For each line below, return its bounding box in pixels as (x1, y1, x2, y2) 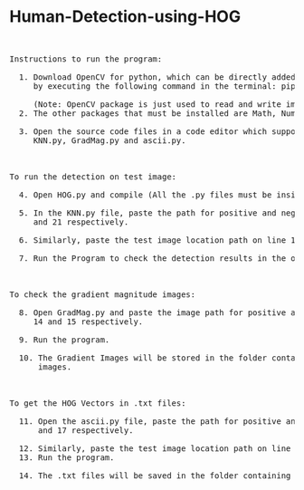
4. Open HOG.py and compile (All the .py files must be (18, 189, 272, 200)
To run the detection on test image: (9, 171, 177, 182)
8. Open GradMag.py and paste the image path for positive (18, 307, 287, 318)
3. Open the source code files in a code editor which (18, 126, 268, 137)
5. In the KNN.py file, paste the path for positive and (18, 207, 278, 218)
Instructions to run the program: (9, 53, 163, 64)
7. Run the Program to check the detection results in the (18, 253, 287, 264)
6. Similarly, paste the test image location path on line (18, 235, 287, 245)
